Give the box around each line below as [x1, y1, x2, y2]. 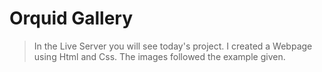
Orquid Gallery [9, 7, 134, 30]
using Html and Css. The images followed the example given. [33, 50, 286, 62]
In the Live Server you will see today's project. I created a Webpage [33, 40, 313, 52]
